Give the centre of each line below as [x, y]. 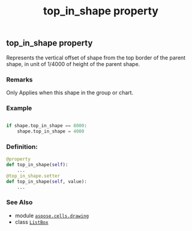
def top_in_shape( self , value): [46, 181]
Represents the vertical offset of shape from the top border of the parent [96, 58]
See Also [19, 202]
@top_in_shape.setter [33, 176]
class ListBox [31, 222]
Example [19, 108]
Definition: [22, 146]
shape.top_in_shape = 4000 [51, 131]
